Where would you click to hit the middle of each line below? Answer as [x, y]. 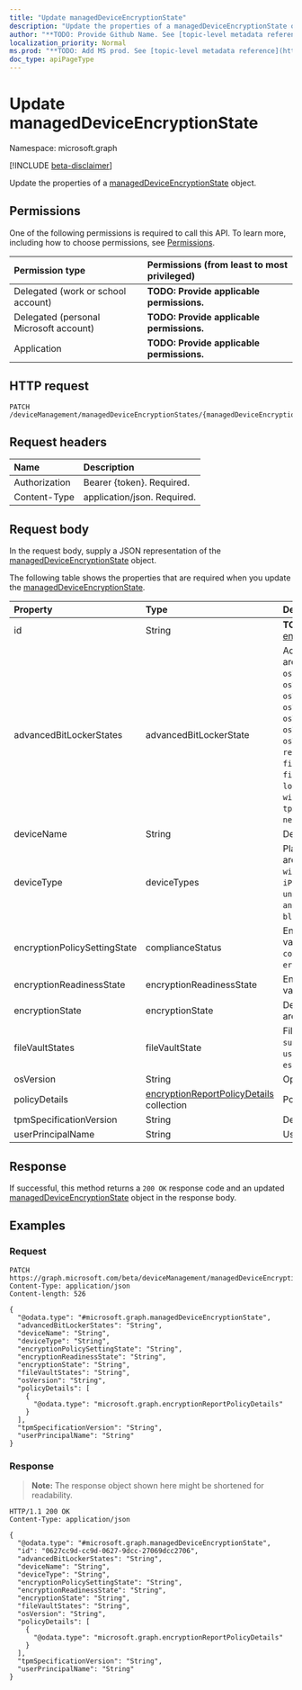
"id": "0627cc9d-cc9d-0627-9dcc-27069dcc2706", [108, 1551]
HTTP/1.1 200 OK [40, 1511]
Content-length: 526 [48, 1294]
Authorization [42, 482]
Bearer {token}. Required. [137, 482]
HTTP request [49, 387]
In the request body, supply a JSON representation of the [115, 551]
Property [33, 610]
